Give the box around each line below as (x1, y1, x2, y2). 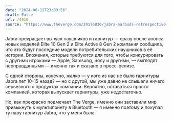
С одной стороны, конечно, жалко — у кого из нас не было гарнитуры (5, 72, 160, 79)
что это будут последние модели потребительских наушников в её (5, 46, 153, 53)
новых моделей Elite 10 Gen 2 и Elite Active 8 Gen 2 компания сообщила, (5, 41, 164, 47)
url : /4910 (5, 17, 29, 22)
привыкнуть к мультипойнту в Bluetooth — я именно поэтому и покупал (5, 104, 163, 110)
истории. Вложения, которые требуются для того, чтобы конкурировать (5, 52, 164, 58)
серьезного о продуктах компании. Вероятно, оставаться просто (5, 84, 149, 90)
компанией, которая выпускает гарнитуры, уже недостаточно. (5, 89, 143, 95)
